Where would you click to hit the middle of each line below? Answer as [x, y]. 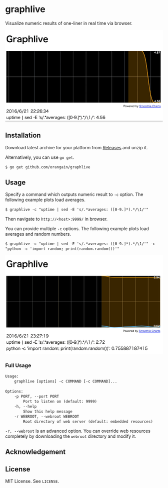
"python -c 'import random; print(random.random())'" [62, 249]
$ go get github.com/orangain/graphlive [48, 167]
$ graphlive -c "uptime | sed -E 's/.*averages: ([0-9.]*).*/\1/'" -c [80, 244]
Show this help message [48, 412]
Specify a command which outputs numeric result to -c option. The [74, 194]
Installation [23, 135]
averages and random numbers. [38, 234]
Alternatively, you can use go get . [40, 157]
